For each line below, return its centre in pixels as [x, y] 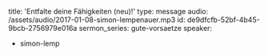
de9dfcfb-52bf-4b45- [223, 20]
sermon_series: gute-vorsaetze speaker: [146, 28]
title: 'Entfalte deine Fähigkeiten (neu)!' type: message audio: [108, 11]
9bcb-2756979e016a [43, 28]
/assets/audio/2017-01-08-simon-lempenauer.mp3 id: [97, 20]
